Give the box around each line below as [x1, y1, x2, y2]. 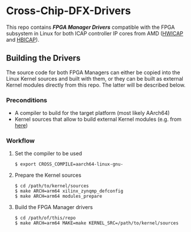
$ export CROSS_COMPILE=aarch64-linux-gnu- [14, 161, 124, 167]
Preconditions [6, 96, 48, 104]
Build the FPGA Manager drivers [14, 204, 93, 211]
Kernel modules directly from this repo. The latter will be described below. [6, 81, 186, 88]
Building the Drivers [6, 53, 81, 63]
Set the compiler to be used [14, 150, 83, 157]
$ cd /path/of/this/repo [14, 215, 76, 221]
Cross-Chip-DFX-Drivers [6, 4, 131, 18]
